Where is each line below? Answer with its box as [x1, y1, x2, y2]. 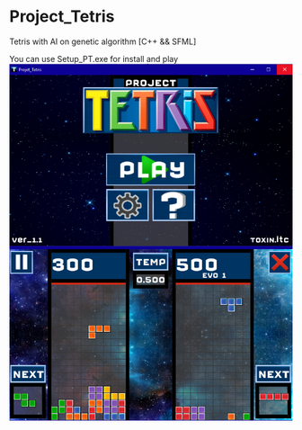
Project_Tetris [9, 6, 115, 27]
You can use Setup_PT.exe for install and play [9, 53, 179, 64]
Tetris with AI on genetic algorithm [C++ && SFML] [9, 36, 197, 47]
